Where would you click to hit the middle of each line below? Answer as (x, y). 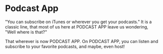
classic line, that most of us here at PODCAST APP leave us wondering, (77, 27)
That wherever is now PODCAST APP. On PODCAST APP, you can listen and (82, 41)
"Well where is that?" (26, 32)
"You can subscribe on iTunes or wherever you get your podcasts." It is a (79, 22)
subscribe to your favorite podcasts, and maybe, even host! (65, 46)
